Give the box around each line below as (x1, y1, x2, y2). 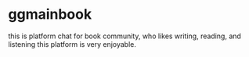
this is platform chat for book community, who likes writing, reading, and (8, 31, 241, 41)
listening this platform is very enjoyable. (8, 39, 137, 48)
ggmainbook (8, 5, 92, 23)
